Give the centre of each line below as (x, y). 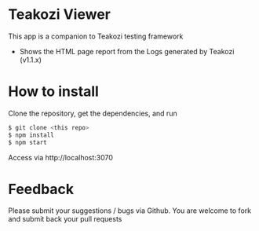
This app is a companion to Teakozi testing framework (96, 36)
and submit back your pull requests (65, 219)
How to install (54, 92)
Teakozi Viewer (60, 15)
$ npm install (31, 135)
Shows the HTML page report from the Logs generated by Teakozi (127, 51)
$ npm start (27, 142)
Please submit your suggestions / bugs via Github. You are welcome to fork (130, 211)
